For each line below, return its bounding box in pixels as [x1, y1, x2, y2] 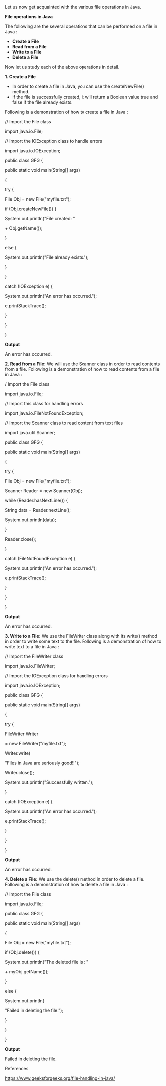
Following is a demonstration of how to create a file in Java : [5, 109, 128, 115]
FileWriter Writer [5, 731, 39, 737]
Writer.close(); [5, 770, 34, 775]
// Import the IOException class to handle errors [5, 138, 103, 144]
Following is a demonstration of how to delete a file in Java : [5, 882, 128, 887]
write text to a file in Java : [5, 644, 60, 649]
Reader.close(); [5, 536, 36, 542]
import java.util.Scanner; [5, 430, 56, 435]
